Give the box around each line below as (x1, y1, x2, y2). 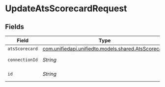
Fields (5, 23, 25, 31)
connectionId (7, 57, 38, 62)
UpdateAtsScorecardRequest (5, 3, 127, 14)
